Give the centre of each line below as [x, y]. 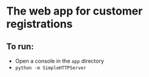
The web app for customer [74, 11]
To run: [20, 46]
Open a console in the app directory [60, 61]
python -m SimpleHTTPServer [50, 68]
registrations [40, 24]
